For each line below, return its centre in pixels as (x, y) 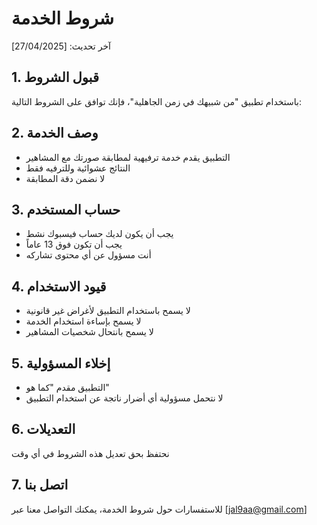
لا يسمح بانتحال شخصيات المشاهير (89, 332)
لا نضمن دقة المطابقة (65, 178)
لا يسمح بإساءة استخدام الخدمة (83, 321)
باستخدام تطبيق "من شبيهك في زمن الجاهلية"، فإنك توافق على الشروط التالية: (156, 101)
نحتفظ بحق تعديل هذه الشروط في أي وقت (90, 453)
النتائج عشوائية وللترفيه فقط (78, 168)
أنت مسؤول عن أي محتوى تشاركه (88, 255)
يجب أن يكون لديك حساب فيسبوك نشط (99, 234)
